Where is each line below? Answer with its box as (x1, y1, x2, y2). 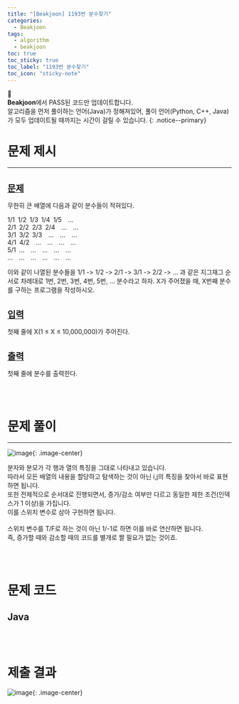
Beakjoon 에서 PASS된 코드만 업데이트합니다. (7, 97, 134, 107)
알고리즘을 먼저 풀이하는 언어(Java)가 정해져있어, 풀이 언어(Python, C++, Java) (7, 107, 230, 115)
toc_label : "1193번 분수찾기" (7, 63, 90, 70)
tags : (7, 30, 23, 38)
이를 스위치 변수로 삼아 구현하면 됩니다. (7, 508, 116, 516)
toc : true (7, 50, 37, 58)
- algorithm (14, 37, 50, 44)
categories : (7, 17, 43, 24)
